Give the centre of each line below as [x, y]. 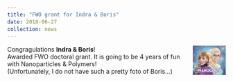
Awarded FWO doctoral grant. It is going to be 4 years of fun [94, 57]
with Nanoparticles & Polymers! [52, 64]
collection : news [32, 29]
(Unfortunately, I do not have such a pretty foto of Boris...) [90, 72]
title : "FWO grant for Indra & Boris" [63, 14]
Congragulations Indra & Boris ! [51, 50]
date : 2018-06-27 [32, 22]
